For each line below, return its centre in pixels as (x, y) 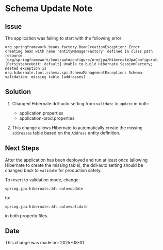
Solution (18, 92)
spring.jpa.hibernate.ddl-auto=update (44, 189)
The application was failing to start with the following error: (64, 38)
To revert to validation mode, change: (42, 180)
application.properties (41, 113)
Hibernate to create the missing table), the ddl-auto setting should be (74, 165)
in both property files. (27, 215)
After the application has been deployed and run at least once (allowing (76, 160)
